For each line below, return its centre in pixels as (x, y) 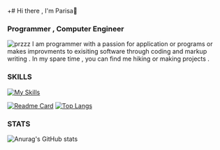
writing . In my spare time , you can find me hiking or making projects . (108, 59)
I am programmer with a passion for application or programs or (122, 44)
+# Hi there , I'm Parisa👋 (43, 11)
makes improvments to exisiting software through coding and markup (107, 52)
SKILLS (20, 77)
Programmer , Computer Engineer (66, 29)
